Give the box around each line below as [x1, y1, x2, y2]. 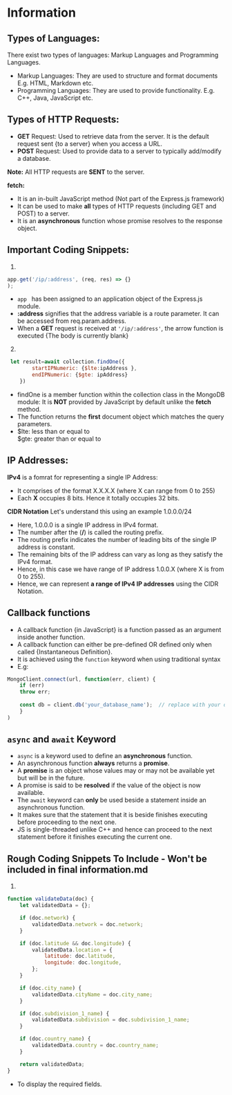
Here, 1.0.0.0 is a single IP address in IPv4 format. [17, 520, 159, 529]
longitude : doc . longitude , [43, 959, 122, 966]
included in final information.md [7, 864, 148, 875]
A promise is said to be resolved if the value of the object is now [17, 781, 202, 789]
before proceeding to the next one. [17, 818, 117, 826]
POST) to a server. [17, 209, 70, 218]
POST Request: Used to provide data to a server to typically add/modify [17, 147, 222, 155]
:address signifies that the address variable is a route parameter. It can [17, 310, 220, 318]
